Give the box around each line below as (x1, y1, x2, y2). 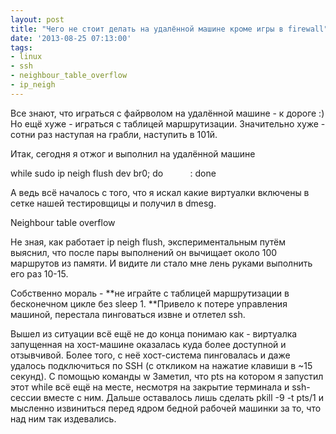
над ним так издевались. (10, 412, 117, 425)
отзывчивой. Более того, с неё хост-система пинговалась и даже (10, 349, 291, 361)
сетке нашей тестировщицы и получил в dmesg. (10, 197, 217, 209)
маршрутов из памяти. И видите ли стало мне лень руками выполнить (10, 257, 313, 269)
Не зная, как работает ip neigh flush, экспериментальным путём (10, 236, 287, 248)
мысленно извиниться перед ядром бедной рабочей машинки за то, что (10, 402, 322, 414)
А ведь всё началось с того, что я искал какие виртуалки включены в (10, 186, 310, 198)
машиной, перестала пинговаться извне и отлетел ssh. (10, 308, 246, 320)
